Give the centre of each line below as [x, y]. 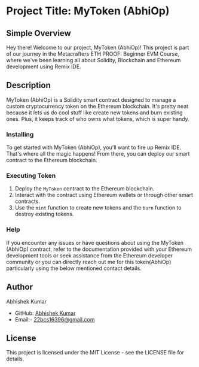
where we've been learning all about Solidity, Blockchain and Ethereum [94, 60]
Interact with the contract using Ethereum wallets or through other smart [104, 195]
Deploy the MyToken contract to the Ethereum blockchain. [85, 189]
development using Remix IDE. [44, 66]
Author [19, 287]
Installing [20, 134]
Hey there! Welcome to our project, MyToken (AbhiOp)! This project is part [98, 47]
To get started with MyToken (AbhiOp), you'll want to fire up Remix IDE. [94, 147]
